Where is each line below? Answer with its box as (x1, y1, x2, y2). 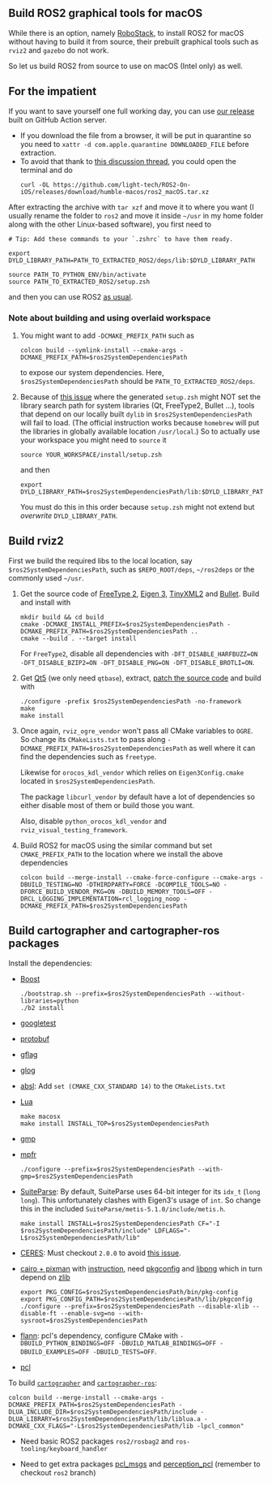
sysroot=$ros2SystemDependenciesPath (19, 1316, 148, 1324)
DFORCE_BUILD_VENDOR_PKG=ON (19, 887, 115, 896)
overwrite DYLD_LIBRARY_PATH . (19, 511, 118, 520)
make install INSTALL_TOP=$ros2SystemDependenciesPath (19, 1120, 210, 1128)
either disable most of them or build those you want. (19, 800, 195, 810)
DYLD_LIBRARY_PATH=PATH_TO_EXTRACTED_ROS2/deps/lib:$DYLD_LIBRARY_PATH (8, 256, 255, 265)
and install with (19, 597, 71, 607)
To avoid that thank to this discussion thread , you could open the (19, 156, 236, 166)
